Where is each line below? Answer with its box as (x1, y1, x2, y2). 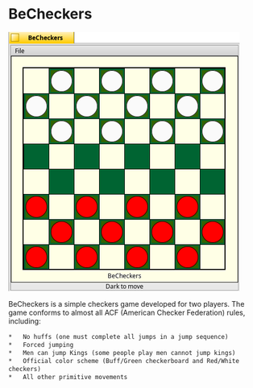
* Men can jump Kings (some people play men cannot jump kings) (8, 349, 236, 357)
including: (8, 316, 42, 326)
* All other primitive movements (8, 373, 128, 381)
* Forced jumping (8, 341, 74, 349)
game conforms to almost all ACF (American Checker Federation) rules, (8, 308, 246, 317)
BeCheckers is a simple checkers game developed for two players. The (8, 299, 245, 308)
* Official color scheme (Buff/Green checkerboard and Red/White (8, 357, 240, 365)
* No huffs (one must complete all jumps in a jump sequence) (8, 332, 229, 341)
